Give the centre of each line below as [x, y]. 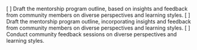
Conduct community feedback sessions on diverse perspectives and [92, 34]
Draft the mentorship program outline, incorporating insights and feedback [99, 21]
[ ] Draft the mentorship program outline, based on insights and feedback [97, 9]
